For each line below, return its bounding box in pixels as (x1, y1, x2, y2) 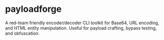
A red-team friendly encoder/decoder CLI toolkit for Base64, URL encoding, (5, 20, 160, 26)
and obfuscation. (5, 30, 40, 36)
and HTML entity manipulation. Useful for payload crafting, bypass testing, (5, 25, 157, 31)
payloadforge (5, 3, 62, 15)
